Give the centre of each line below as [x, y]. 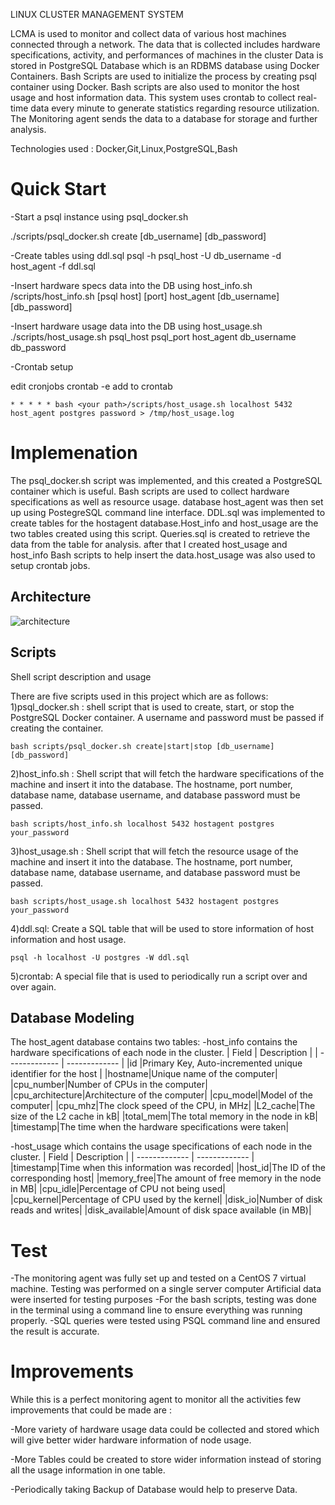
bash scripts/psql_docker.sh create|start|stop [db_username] [142, 746]
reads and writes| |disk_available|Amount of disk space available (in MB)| [161, 1210]
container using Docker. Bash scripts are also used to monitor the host [155, 87]
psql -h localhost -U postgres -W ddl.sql [100, 957]
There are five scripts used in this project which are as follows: [139, 696]
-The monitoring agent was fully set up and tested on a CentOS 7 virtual [158, 1278]
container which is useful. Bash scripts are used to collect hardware [150, 491]
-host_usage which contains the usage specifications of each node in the [161, 1146]
